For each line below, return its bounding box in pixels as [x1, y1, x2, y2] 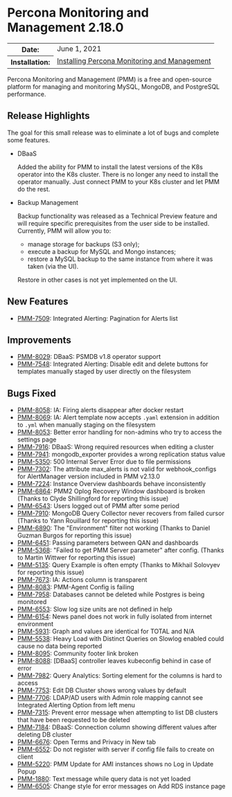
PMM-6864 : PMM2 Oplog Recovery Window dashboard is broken [17, 487, 206, 496]
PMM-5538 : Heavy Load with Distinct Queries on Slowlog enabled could [17, 635, 224, 643]
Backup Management [17, 198, 78, 206]
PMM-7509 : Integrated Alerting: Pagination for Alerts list [17, 314, 178, 322]
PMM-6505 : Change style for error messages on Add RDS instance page [17, 782, 226, 791]
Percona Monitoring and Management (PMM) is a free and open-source [7, 75, 213, 83]
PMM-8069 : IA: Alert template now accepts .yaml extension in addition [17, 413, 220, 421]
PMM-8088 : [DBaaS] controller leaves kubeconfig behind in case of [17, 657, 211, 665]
